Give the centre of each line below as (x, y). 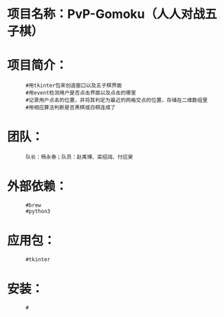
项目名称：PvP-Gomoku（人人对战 (106, 14)
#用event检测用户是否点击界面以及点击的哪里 (80, 93)
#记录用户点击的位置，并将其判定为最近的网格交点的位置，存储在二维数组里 (116, 101)
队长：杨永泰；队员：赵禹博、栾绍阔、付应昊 (79, 157)
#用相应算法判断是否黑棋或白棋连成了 (70, 108)
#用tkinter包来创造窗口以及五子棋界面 (74, 86)
